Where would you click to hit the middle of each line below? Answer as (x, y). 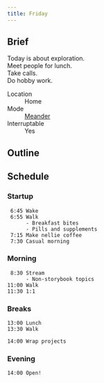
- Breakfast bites (52, 223)
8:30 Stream (27, 273)
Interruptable (26, 124)
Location (20, 94)
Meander (37, 116)
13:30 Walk (23, 329)
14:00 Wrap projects (37, 341)
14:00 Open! (24, 373)
